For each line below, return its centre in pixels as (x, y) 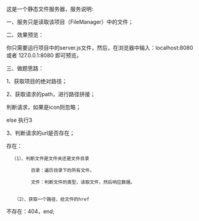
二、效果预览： (25, 35)
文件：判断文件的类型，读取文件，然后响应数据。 (83, 182)
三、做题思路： (25, 68)
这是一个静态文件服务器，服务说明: (50, 9)
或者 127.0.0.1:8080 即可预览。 (44, 55)
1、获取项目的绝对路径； (37, 81)
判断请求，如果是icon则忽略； (44, 107)
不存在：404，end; (30, 211)
